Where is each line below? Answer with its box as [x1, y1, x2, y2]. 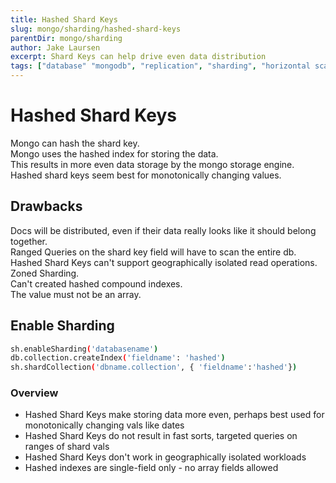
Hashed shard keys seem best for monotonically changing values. [10, 169, 282, 181]
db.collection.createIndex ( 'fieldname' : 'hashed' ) [10, 353, 226, 363]
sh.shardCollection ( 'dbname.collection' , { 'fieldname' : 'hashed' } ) [10, 362, 298, 373]
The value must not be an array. [10, 288, 142, 300]
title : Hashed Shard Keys [10, 14, 118, 25]
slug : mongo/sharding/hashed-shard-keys [10, 24, 182, 34]
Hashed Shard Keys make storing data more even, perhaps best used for [24, 409, 325, 421]
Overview [10, 386, 59, 400]
